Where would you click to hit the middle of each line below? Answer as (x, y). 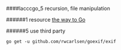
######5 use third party (36, 31)
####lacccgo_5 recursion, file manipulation (58, 8)
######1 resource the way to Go (46, 19)
